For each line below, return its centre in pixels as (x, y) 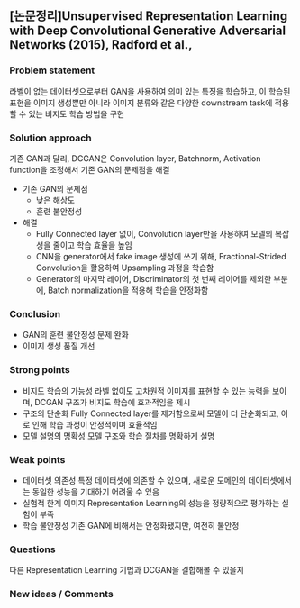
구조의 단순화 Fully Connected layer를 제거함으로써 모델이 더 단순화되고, (150, 413)
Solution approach (50, 138)
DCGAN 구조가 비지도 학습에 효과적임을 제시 (113, 402)
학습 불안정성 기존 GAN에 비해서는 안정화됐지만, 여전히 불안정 (131, 525)
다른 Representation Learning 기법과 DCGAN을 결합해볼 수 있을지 (127, 570)
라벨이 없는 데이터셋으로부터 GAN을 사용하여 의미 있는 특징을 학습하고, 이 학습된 (150, 91)
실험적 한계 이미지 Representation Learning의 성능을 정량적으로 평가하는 (151, 503)
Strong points (40, 370)
